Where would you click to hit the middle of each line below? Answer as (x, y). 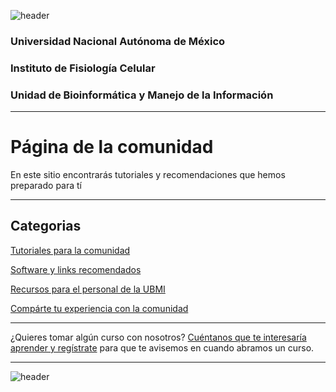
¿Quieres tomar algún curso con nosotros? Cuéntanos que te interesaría (158, 337)
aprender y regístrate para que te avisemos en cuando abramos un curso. (162, 347)
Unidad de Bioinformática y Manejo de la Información (142, 95)
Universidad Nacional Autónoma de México (118, 41)
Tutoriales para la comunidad (70, 250)
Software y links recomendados (76, 269)
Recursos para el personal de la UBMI (88, 289)
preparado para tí (46, 186)
